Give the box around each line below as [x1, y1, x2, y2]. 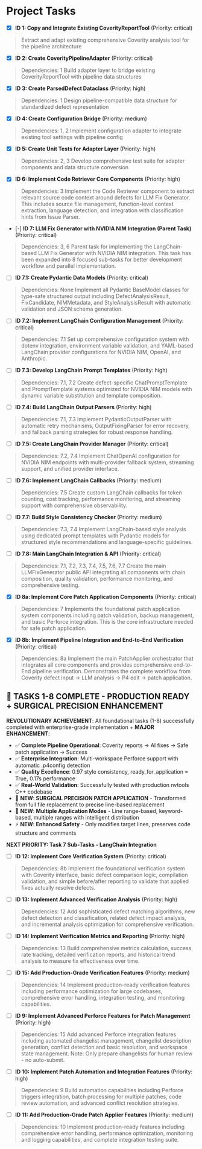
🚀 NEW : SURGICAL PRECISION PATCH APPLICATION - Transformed [14, 794, 186, 801]
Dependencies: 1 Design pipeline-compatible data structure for [21, 97, 177, 104]
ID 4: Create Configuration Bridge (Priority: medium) [14, 115, 147, 122]
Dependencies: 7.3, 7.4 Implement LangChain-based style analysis [21, 525, 186, 532]
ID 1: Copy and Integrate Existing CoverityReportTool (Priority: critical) [14, 24, 193, 31]
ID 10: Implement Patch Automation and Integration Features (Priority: [14, 1068, 193, 1075]
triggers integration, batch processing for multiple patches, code [21, 1093, 182, 1101]
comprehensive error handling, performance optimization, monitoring [21, 1130, 194, 1137]
